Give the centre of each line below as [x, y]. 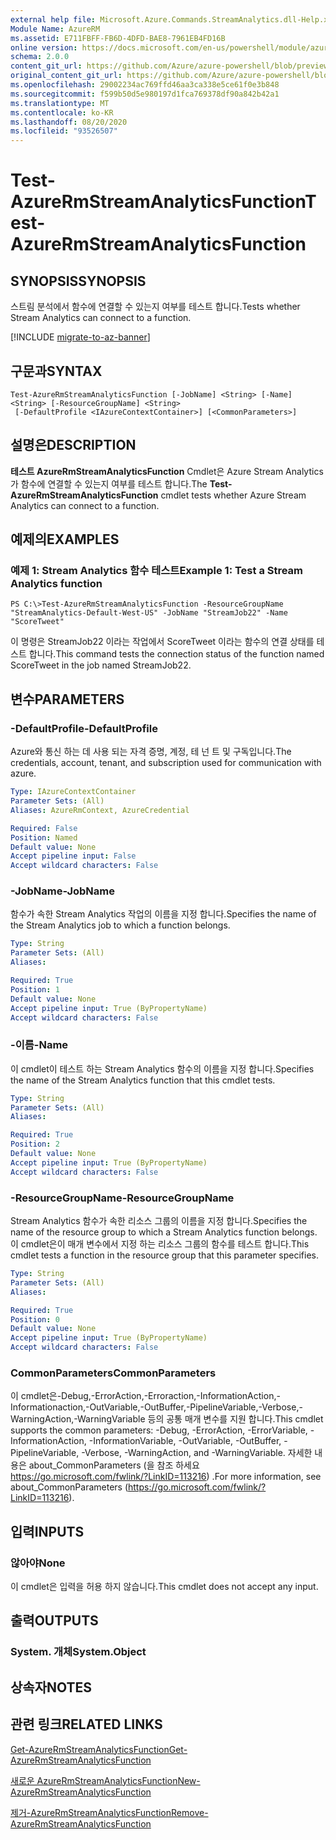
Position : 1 [35, 989]
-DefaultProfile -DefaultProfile [84, 728]
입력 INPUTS [47, 1531]
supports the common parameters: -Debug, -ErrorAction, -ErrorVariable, [159, 1430]
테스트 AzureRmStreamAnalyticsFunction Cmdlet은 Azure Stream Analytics [167, 471]
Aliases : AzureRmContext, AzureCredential [100, 810]
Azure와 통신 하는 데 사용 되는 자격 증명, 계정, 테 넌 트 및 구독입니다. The [151, 752]
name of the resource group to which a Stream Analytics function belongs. [164, 1232]
